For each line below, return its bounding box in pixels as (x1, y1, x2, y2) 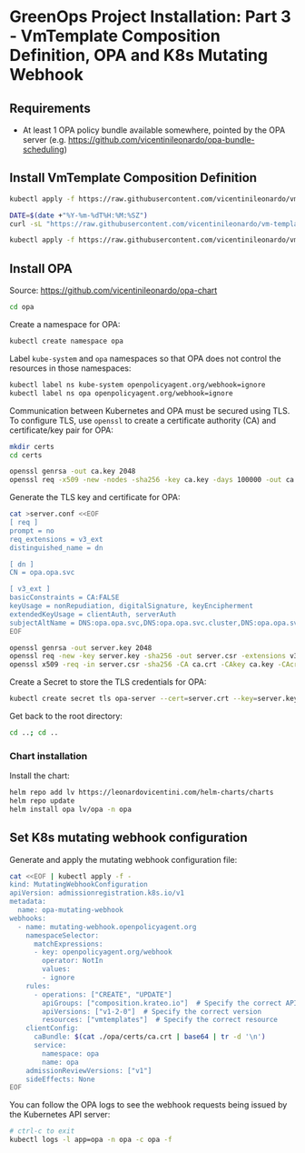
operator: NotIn (42, 957, 103, 966)
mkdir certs (9, 442, 54, 451)
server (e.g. (22, 135, 66, 145)
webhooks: (9, 914, 47, 923)
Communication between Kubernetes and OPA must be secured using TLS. (9, 405, 290, 416)
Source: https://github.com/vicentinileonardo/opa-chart (9, 285, 218, 296)
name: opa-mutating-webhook (17, 906, 124, 915)
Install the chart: (9, 770, 70, 781)
